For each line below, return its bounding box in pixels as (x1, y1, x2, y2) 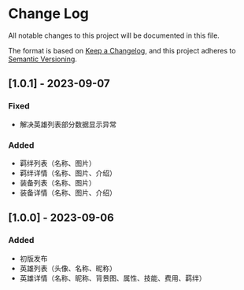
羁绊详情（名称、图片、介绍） (19, 168, 116, 178)
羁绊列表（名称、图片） (19, 158, 96, 167)
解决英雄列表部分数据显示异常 (19, 119, 116, 129)
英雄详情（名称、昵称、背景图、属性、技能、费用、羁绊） (19, 273, 206, 283)
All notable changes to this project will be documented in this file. (8, 31, 220, 40)
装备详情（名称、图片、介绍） (19, 188, 116, 197)
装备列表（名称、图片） (19, 178, 96, 187)
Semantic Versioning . (8, 54, 77, 64)
